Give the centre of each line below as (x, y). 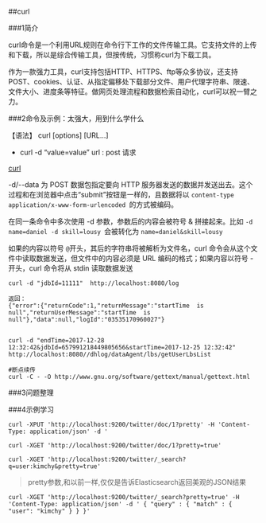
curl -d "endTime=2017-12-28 (56, 341)
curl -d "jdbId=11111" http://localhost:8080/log (94, 283)
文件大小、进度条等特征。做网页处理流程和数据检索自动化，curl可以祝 (122, 92)
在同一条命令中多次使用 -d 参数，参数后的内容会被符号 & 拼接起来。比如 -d (131, 221)
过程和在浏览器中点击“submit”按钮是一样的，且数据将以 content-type (121, 195)
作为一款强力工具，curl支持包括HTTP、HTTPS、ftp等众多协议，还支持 (123, 72)
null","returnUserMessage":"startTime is (79, 313)
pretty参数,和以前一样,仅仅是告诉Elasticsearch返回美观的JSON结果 (137, 482)
